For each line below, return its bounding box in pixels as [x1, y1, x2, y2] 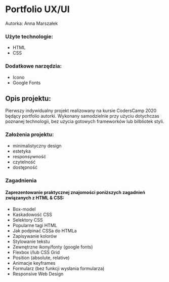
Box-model [12, 206, 36, 212]
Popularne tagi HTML [12, 222, 57, 228]
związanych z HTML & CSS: [5, 195, 65, 201]
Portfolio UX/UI [5, 4, 70, 15]
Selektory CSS [12, 217, 43, 223]
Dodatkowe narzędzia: [5, 62, 62, 69]
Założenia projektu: [5, 131, 54, 138]
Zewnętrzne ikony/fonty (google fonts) [12, 243, 93, 250]
